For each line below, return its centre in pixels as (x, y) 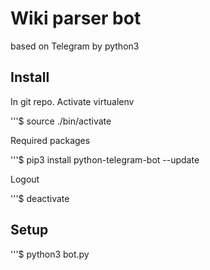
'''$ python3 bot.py (50, 254)
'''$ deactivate (40, 198)
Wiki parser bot (76, 18)
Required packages (50, 140)
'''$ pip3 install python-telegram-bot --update (105, 159)
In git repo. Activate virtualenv (72, 101)
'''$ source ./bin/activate (61, 121)
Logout (25, 179)
